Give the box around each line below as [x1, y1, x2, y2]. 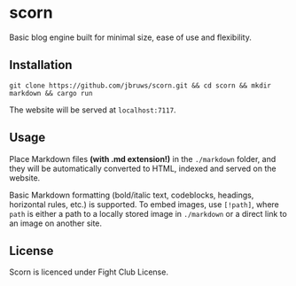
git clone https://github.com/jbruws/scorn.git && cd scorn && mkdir [9, 81, 272, 90]
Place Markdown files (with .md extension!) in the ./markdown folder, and [9, 153, 277, 164]
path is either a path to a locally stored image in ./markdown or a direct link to [9, 208, 288, 219]
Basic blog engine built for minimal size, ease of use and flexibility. [9, 32, 253, 43]
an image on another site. [9, 218, 103, 228]
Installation [9, 58, 73, 73]
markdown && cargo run [9, 89, 93, 97]
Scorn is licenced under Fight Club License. [9, 267, 168, 277]
